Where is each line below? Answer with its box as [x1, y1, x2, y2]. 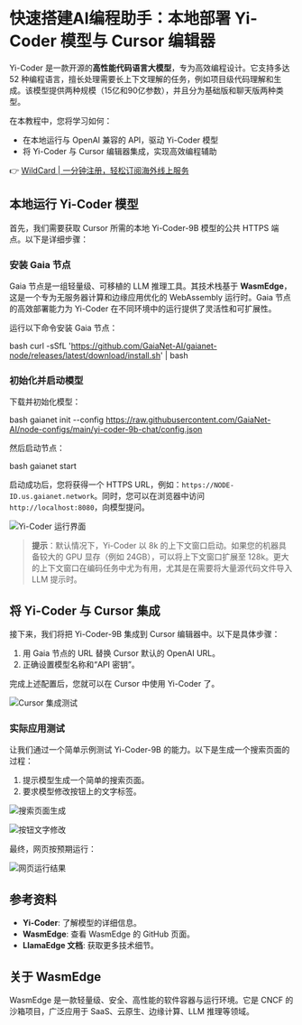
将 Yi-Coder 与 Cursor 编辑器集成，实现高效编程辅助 [22, 145, 217, 156]
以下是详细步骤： [24, 234, 88, 245]
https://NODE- [181, 481, 234, 490]
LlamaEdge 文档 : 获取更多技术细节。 [22, 940, 160, 951]
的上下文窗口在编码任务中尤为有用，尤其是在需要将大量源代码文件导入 [31, 563, 293, 574]
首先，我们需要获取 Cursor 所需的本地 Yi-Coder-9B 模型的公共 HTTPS [9, 222, 270, 233]
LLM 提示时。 [31, 574, 83, 585]
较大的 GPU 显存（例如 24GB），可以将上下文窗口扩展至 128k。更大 [39, 551, 289, 562]
